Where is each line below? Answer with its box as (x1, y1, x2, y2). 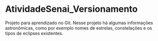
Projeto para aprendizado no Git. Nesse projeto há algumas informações (5, 20, 153, 26)
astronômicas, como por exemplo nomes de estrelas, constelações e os (5, 25, 153, 31)
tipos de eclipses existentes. (5, 30, 64, 36)
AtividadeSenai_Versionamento (5, 3, 138, 15)
